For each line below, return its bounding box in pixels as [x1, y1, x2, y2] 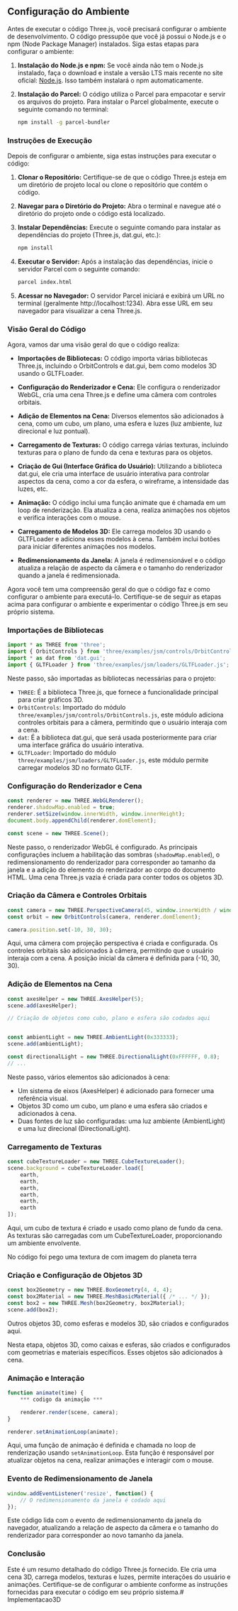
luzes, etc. [17, 484, 48, 493]
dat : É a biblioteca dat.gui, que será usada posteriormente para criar [17, 733, 217, 742]
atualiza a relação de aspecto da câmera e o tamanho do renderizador [17, 564, 223, 573]
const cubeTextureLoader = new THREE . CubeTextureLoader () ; [7, 1158, 186, 1166]
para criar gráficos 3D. [17, 695, 84, 704]
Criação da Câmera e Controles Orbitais [7, 891, 147, 901]
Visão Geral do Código [7, 324, 86, 334]
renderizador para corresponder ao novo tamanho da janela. [7, 1531, 184, 1540]
